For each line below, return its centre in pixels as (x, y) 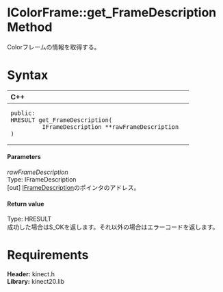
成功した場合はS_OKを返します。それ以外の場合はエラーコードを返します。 (113, 227)
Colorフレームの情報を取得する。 (54, 47)
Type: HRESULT (29, 219)
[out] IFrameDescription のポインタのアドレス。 (74, 188)
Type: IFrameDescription (42, 180)
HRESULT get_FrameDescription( (62, 120)
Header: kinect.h (31, 274)
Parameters (24, 157)
